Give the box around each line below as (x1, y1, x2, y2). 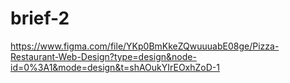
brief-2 (10, 7, 70, 30)
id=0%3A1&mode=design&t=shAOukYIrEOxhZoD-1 (10, 61, 220, 73)
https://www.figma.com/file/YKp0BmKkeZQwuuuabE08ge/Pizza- (10, 40, 280, 52)
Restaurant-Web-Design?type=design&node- (10, 50, 197, 62)
